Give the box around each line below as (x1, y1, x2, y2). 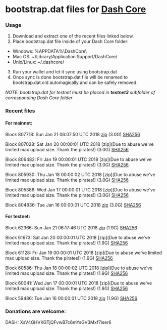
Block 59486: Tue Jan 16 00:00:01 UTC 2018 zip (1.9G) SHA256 (5, 295, 138, 301)
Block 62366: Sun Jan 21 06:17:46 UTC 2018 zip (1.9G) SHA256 (5, 224, 137, 231)
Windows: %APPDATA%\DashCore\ (12, 48, 87, 54)
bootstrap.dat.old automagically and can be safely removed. (12, 79, 138, 86)
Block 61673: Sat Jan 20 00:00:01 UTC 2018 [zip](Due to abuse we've (5, 234, 150, 240)
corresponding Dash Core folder (5, 95, 73, 101)
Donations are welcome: (5, 308, 67, 315)
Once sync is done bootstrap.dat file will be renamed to (12, 74, 128, 80)
